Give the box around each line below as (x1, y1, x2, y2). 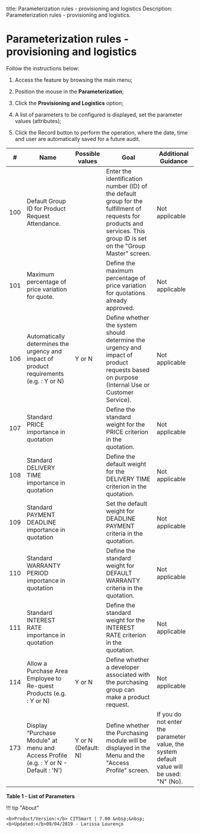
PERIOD (26, 569, 49, 577)
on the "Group (106, 241, 146, 250)
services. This (106, 226, 145, 235)
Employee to (26, 674, 62, 682)
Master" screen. (106, 249, 151, 258)
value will (157, 762, 183, 770)
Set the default (106, 499, 148, 507)
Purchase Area (26, 666, 68, 675)
